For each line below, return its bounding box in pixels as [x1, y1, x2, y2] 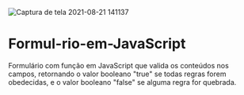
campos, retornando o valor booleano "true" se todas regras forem [8, 69, 227, 79]
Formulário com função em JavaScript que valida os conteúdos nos [8, 60, 230, 70]
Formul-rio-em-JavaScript [8, 35, 186, 53]
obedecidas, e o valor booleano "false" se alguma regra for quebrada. [8, 77, 237, 86]
